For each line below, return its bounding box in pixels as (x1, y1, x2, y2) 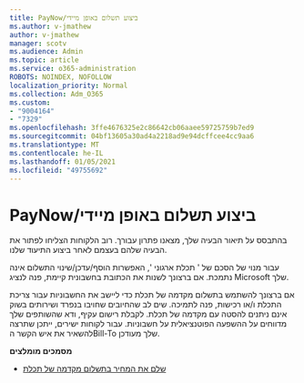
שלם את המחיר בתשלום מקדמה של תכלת (22, 363, 167, 374)
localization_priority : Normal (9, 81, 128, 90)
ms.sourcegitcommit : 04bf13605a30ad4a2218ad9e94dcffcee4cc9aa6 (9, 132, 255, 141)
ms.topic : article (9, 55, 79, 65)
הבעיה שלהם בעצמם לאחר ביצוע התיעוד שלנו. (9, 245, 167, 256)
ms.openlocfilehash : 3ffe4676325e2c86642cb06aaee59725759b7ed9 (9, 124, 255, 133)
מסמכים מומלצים (9, 346, 73, 357)
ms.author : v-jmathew (9, 22, 92, 31)
